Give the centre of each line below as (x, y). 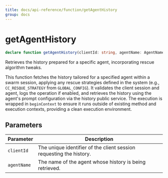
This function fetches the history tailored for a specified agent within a (77, 77)
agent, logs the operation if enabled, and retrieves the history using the (78, 93)
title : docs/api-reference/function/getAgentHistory (61, 10)
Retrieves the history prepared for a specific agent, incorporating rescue (80, 62)
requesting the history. (64, 154)
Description (99, 139)
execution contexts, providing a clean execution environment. (68, 109)
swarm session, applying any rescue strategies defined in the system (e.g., (82, 83)
